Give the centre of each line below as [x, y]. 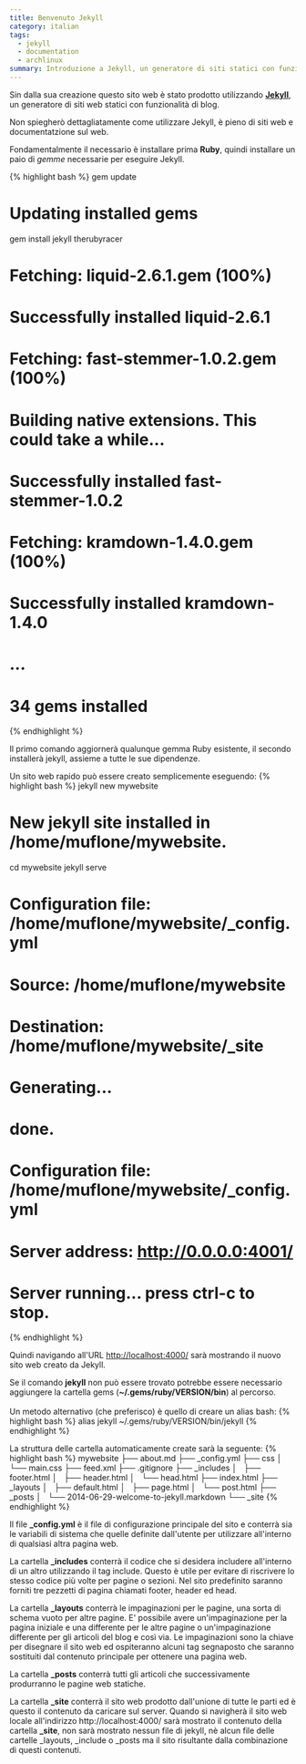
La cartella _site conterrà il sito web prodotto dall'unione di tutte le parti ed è [153, 1702]
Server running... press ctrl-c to [132, 1293]
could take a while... [87, 439]
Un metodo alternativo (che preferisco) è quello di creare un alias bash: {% [150, 1412]
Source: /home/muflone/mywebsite [148, 985]
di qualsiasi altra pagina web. [64, 1544]
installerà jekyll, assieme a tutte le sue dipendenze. [105, 758]
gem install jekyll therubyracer [66, 239]
